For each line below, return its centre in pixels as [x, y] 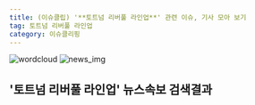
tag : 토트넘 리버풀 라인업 [51, 26]
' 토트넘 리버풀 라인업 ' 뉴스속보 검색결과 [111, 89]
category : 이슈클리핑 [45, 34]
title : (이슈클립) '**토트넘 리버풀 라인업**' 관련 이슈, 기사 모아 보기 [128, 17]
